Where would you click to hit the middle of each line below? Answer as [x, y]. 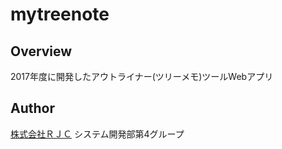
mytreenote [60, 14]
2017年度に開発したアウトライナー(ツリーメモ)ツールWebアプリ [142, 76]
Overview [41, 51]
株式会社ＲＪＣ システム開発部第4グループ [97, 134]
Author [32, 108]
